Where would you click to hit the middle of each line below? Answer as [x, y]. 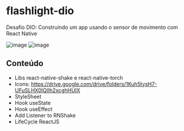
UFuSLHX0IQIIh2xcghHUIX [47, 90]
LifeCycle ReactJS [37, 122]
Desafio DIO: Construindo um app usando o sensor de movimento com [92, 27]
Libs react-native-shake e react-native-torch [69, 77]
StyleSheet [28, 96]
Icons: [22, 84]
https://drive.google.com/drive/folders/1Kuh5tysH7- [94, 84]
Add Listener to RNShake [45, 115]
